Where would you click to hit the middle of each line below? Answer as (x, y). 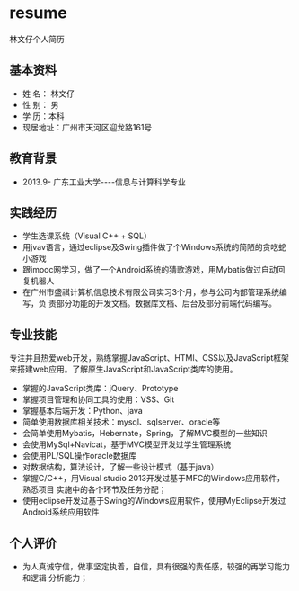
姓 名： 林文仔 (48, 94)
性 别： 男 (40, 104)
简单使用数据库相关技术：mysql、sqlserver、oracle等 (121, 422)
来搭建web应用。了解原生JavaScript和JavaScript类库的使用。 (123, 369)
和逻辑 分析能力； (55, 578)
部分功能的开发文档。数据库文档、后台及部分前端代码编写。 (166, 303)
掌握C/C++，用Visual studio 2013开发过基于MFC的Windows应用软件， (154, 479)
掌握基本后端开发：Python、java (83, 411)
